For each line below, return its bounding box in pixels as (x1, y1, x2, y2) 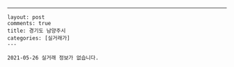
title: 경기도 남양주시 (7, 27, 66, 34)
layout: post (7, 14, 45, 21)
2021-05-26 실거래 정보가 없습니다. (7, 54, 99, 61)
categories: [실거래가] (7, 35, 70, 42)
